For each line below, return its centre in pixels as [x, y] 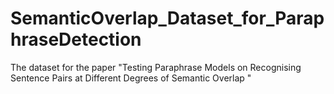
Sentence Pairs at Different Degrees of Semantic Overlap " [131, 78]
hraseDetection [76, 39]
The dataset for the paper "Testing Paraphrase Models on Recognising [156, 67]
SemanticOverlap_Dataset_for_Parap [167, 18]
